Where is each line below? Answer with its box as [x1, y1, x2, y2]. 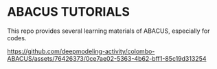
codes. [7, 33, 27, 42]
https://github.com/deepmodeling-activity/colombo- [7, 47, 155, 55]
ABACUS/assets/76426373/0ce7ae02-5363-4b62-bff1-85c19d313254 [7, 54, 207, 62]
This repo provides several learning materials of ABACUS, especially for [7, 27, 211, 35]
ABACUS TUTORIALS [7, 4, 130, 20]
